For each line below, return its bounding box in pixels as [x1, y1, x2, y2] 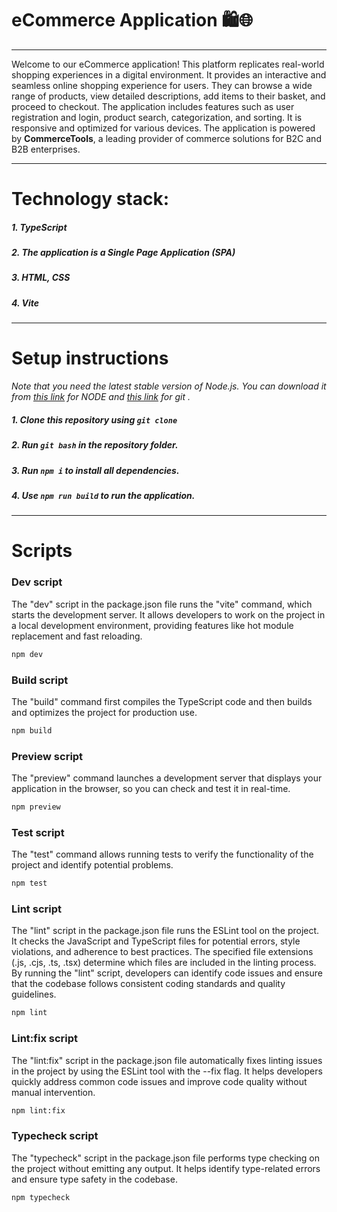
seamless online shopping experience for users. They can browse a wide [11, 79, 313, 91]
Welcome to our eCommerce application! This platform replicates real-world [11, 58, 325, 70]
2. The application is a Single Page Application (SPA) [11, 247, 236, 259]
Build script [11, 673, 69, 687]
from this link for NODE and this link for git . [11, 391, 191, 403]
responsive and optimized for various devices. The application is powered [11, 122, 316, 134]
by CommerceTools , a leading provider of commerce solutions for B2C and [11, 132, 322, 144]
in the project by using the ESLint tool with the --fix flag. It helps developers [11, 1065, 323, 1077]
